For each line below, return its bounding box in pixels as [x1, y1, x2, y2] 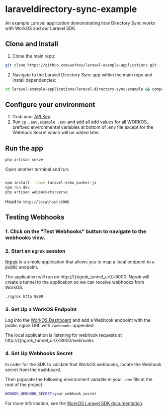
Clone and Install [5, 40, 59, 48]
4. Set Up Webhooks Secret [5, 350, 73, 357]
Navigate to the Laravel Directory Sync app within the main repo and [12, 71, 153, 78]
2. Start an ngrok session [5, 247, 66, 254]
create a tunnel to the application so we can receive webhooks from [5, 279, 145, 285]
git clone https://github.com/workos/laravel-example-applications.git [5, 62, 157, 68]
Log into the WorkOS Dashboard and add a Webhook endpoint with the [5, 317, 151, 323]
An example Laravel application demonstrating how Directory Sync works [5, 20, 156, 26]
